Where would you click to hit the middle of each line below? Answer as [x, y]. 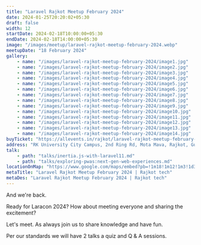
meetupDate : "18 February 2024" [46, 51]
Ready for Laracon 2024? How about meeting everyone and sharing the [95, 206]
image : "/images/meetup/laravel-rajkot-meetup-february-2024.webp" [92, 45]
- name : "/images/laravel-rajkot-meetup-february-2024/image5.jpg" [103, 84]
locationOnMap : [25, 167]
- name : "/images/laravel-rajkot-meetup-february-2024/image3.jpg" [103, 73]
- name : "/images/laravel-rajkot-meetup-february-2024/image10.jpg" [104, 111]
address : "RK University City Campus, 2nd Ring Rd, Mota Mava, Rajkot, [97, 145]
